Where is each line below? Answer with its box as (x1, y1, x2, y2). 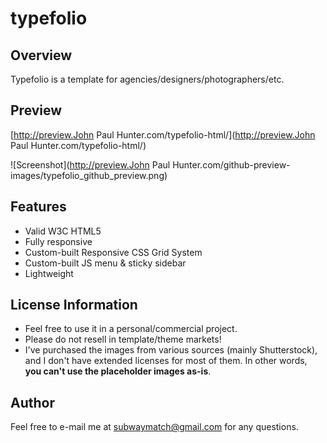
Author (10, 394, 55, 411)
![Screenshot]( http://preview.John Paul (10, 158, 171, 171)
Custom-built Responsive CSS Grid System (24, 246, 203, 258)
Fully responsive (24, 235, 93, 247)
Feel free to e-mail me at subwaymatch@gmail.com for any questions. (10, 421, 299, 433)
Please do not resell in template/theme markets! (24, 333, 222, 346)
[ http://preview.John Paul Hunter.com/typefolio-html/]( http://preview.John (10, 128, 316, 141)
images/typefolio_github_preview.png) (10, 169, 168, 181)
